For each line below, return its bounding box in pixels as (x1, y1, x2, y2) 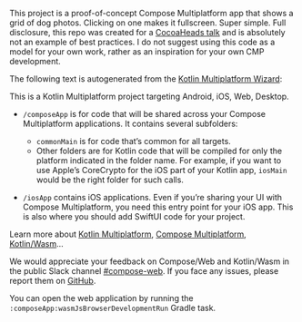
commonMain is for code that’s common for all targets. (35, 136, 232, 146)
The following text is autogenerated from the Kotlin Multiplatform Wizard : (9, 73, 283, 84)
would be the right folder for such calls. (35, 174, 185, 185)
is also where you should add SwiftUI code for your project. (22, 211, 246, 221)
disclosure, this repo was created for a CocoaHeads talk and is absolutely (9, 27, 286, 37)
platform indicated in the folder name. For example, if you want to (35, 155, 282, 166)
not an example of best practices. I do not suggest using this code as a (9, 36, 276, 47)
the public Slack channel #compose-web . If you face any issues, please (9, 266, 279, 276)
